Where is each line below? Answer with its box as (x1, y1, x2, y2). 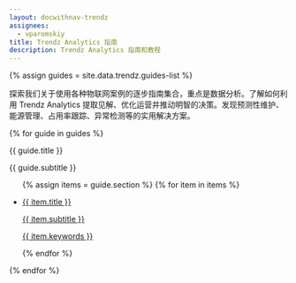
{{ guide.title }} (9, 145, 64, 156)
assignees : (9, 21, 49, 30)
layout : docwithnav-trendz (9, 12, 109, 22)
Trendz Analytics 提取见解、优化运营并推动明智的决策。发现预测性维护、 (19, 99, 285, 111)
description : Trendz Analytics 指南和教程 (9, 46, 162, 55)
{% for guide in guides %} (9, 128, 104, 139)
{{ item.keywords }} (21, 231, 94, 241)
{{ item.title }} (21, 196, 72, 208)
